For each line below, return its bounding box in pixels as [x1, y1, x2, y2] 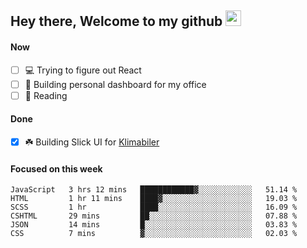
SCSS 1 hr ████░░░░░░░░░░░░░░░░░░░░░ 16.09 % [10, 202, 298, 213]
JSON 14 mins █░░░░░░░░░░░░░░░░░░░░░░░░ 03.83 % [10, 220, 298, 230]
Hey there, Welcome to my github [10, 13, 223, 30]
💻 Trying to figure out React [24, 64, 142, 76]
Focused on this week [10, 162, 103, 175]
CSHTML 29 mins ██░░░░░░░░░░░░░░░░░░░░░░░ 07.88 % [10, 211, 298, 221]
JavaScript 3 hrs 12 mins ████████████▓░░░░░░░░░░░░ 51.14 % [10, 185, 298, 195]
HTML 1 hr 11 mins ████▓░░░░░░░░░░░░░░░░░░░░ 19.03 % [10, 194, 298, 204]
